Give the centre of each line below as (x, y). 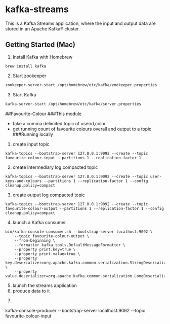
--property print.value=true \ (47, 254)
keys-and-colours (24, 181)
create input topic (31, 144)
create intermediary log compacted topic (55, 167)
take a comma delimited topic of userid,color (59, 123)
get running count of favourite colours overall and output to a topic (82, 129)
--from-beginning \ (35, 240)
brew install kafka (26, 66)
